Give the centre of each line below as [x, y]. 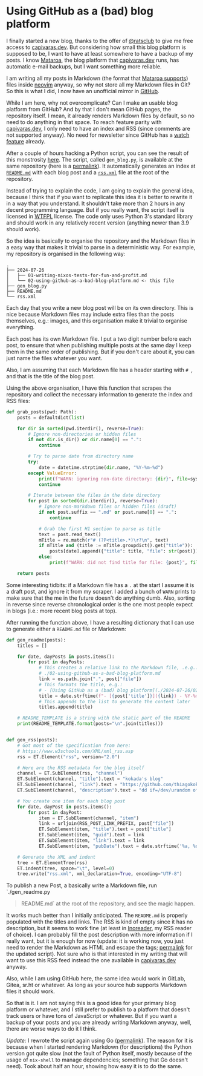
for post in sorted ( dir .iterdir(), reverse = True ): [93, 501]
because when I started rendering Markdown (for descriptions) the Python [99, 1047]
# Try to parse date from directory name [81, 456]
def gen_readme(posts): [36, 640]
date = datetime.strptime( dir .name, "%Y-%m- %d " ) [101, 467]
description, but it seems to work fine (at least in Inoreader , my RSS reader [99, 928]
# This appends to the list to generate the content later [114, 701]
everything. [21, 327]
